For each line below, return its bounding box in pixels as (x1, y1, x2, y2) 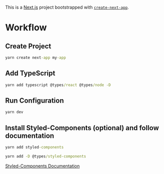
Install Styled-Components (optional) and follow (5, 123, 159, 132)
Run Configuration (5, 96, 64, 105)
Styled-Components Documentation (5, 163, 80, 169)
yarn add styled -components (5, 145, 64, 150)
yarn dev (5, 110, 24, 115)
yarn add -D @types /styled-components (5, 153, 86, 159)
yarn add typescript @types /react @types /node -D (5, 82, 111, 88)
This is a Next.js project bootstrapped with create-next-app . (5, 5, 129, 10)
